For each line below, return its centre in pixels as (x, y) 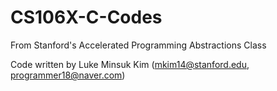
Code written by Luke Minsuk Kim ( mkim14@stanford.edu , (130, 64)
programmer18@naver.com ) (68, 75)
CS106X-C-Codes (86, 17)
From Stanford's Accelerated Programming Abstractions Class (138, 45)
